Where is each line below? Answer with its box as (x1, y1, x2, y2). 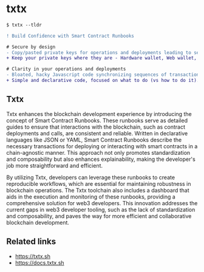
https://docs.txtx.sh (15, 259, 65, 266)
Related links (6, 236, 56, 247)
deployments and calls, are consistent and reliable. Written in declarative (6, 129, 188, 137)
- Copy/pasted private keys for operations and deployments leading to (6, 49, 191, 56)
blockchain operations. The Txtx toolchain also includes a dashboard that (6, 186, 189, 194)
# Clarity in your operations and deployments (6, 66, 126, 72)
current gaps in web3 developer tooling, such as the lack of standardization (6, 206, 195, 213)
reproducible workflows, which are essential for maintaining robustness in (6, 180, 191, 187)
